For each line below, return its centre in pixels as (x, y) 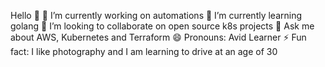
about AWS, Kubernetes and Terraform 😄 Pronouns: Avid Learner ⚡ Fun (158, 37)
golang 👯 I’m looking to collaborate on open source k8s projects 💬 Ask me (162, 26)
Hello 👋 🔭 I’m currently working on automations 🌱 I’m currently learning (156, 15)
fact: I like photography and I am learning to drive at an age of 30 (144, 51)
